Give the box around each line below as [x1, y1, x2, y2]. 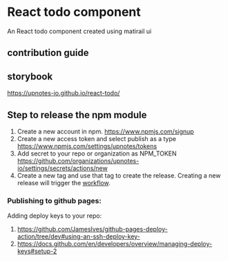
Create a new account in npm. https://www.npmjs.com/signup [17, 127, 195, 135]
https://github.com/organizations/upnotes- [17, 156, 140, 165]
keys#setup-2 [17, 247, 57, 256]
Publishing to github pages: [7, 196, 102, 205]
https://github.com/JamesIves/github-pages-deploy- [17, 225, 168, 234]
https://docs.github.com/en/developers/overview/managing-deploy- [17, 240, 213, 248]
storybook [7, 71, 53, 82]
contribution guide [7, 47, 89, 59]
